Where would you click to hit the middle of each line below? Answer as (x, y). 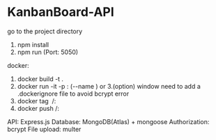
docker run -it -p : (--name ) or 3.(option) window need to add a (109, 86)
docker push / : (38, 108)
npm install (33, 44)
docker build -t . (40, 79)
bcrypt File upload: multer (44, 129)
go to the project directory (45, 31)
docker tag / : (37, 100)
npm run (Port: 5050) (48, 52)
